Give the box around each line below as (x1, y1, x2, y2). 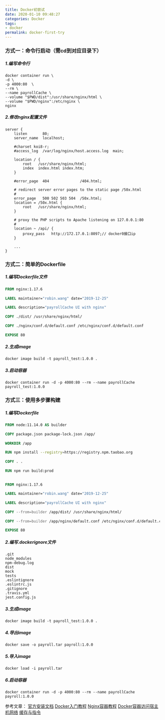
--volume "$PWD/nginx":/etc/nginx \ (5, 99, 80, 104)
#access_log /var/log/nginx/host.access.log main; (14, 148, 124, 153)
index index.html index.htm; (23, 165, 84, 170)
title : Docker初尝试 (5, 7, 45, 12)
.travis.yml (5, 590, 29, 596)
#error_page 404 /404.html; (14, 178, 102, 184)
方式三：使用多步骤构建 (5, 397, 60, 404)
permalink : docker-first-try (5, 30, 65, 35)
